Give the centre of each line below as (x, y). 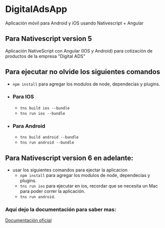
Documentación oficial (28, 220)
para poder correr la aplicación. (52, 191)
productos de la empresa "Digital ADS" (45, 56)
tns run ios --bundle (42, 113)
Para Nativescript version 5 (49, 39)
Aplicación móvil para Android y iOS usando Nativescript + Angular (74, 23)
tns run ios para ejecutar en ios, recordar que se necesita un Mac (89, 185)
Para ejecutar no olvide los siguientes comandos (83, 72)
